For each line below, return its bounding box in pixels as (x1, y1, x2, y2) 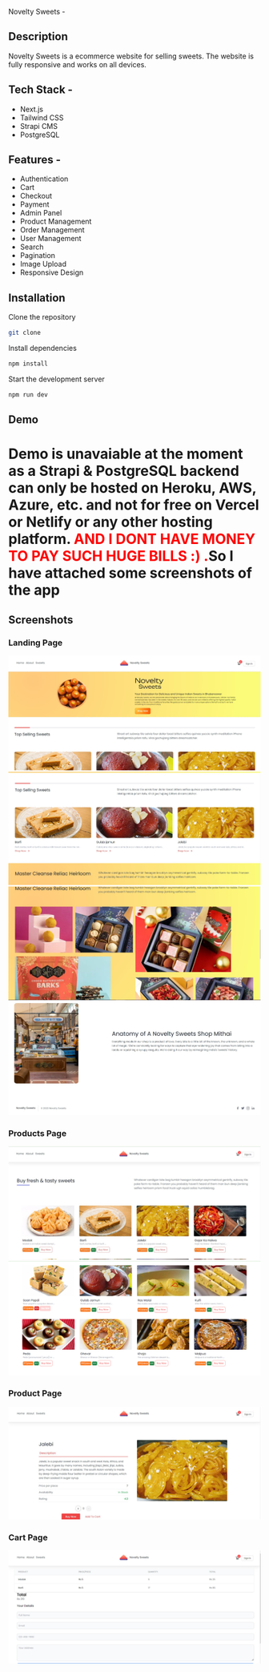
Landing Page (8, 637, 63, 648)
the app (8, 581, 60, 599)
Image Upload (19, 260, 66, 269)
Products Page (8, 1127, 66, 1138)
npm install (8, 360, 48, 368)
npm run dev (8, 391, 48, 399)
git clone (8, 328, 42, 337)
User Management (19, 234, 82, 244)
